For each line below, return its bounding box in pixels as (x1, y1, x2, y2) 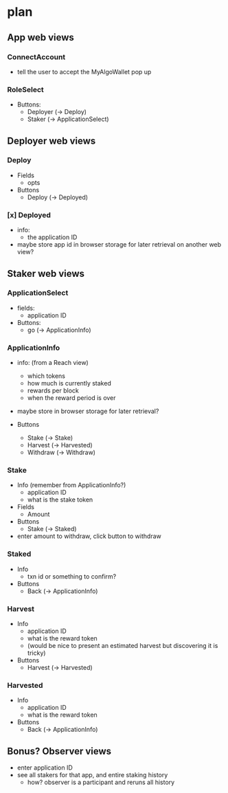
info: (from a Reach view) (16, 359, 89, 367)
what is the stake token (27, 495, 93, 504)
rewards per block (27, 386, 79, 395)
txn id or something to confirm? (27, 572, 117, 581)
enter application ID (16, 763, 73, 772)
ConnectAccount (7, 52, 66, 62)
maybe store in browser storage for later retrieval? (16, 407, 159, 416)
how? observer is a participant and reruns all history (27, 778, 175, 787)
